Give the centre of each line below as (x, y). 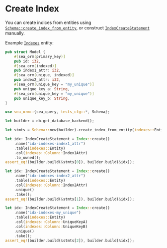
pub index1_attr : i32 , (38, 70)
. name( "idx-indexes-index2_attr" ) (50, 176)
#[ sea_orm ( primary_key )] (40, 56)
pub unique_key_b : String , (42, 98)
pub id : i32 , (28, 61)
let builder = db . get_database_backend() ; (50, 121)
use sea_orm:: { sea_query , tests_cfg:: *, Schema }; (58, 112)
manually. (15, 33)
